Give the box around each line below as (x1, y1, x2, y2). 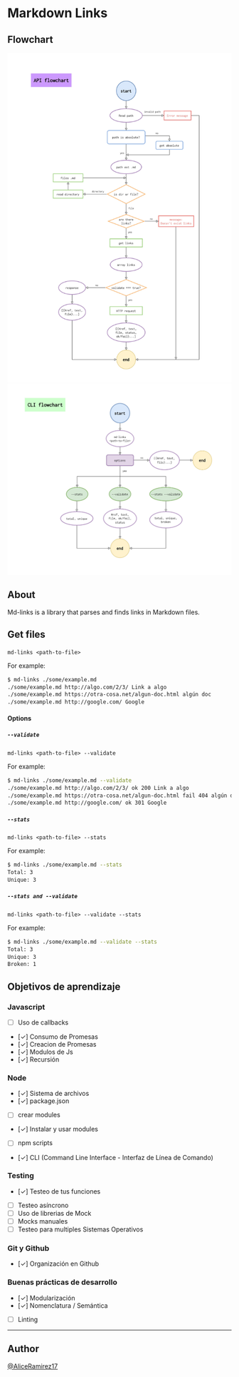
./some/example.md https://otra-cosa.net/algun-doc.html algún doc (7, 691, 212, 698)
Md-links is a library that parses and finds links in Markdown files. (7, 608, 201, 616)
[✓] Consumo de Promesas (17, 1032, 98, 1041)
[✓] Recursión (17, 1055, 60, 1064)
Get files (7, 629, 46, 641)
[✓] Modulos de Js (17, 1047, 73, 1057)
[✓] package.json (17, 1097, 70, 1105)
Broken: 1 (7, 961, 37, 968)
